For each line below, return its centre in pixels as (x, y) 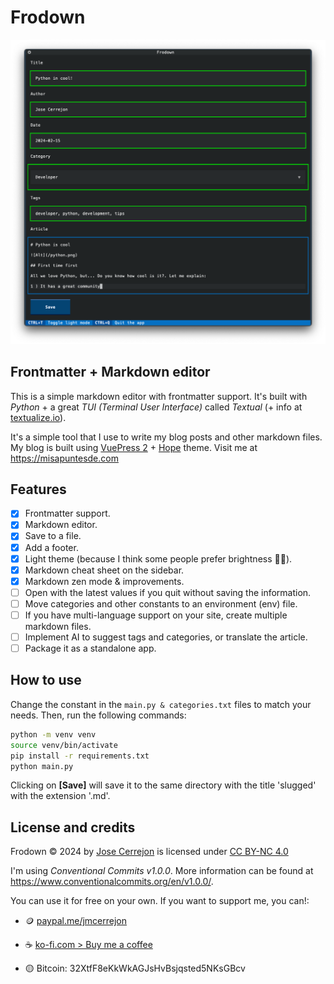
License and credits (73, 827)
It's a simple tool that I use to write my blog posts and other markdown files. (166, 437)
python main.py (42, 766)
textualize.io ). (38, 417)
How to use (46, 680)
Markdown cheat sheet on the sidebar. (104, 570)
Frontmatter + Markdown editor (110, 372)
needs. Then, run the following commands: (98, 715)
